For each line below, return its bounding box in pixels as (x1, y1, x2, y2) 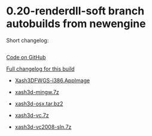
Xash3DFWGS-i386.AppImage (14, 77, 90, 84)
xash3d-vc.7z (14, 111, 49, 119)
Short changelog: (6, 37, 49, 44)
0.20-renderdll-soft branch (6, 4, 145, 18)
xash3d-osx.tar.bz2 (14, 100, 63, 107)
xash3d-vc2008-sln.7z (14, 123, 72, 130)
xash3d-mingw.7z (14, 88, 60, 95)
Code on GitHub (6, 53, 46, 61)
